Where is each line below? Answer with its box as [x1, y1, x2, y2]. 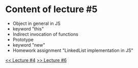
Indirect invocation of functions [12, 31, 78, 37]
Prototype [12, 37, 34, 43]
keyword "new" [12, 42, 45, 48]
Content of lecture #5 [5, 4, 98, 15]
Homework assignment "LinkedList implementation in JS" [12, 47, 133, 53]
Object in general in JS [12, 20, 61, 26]
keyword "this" [12, 25, 44, 31]
